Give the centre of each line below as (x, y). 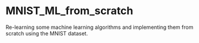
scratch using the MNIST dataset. (47, 33)
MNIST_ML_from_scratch (70, 11)
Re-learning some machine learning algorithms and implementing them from (99, 27)
